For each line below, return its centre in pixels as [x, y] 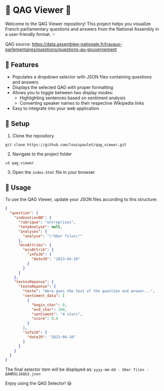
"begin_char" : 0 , [49, 305]
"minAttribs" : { [35, 245]
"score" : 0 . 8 [45, 319]
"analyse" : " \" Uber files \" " [53, 236]
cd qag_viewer [20, 163]
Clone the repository [33, 136]
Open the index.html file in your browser [53, 172]
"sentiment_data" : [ [44, 296]
